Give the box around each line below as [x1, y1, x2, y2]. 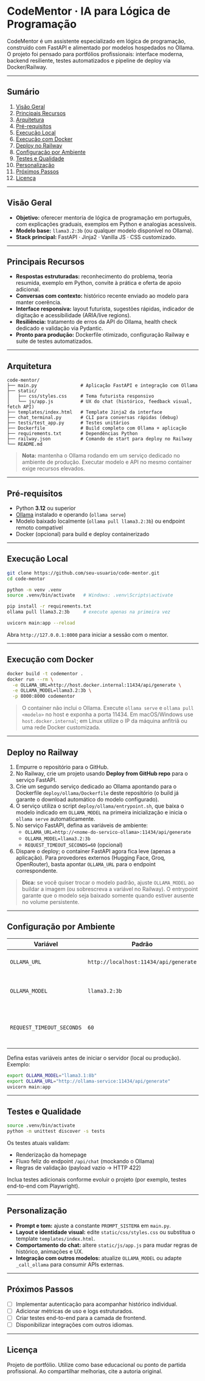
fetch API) [7, 404, 35, 410]
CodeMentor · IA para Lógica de [7, 4, 171, 18]
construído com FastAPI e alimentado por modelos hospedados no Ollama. [7, 44, 195, 51]
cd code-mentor [7, 575, 46, 582]
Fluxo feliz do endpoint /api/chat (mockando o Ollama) [15, 1157, 155, 1164]
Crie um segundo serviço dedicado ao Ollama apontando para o [15, 783, 177, 790]
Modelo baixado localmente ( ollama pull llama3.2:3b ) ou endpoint [15, 517, 185, 525]
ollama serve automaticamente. [15, 815, 96, 822]
